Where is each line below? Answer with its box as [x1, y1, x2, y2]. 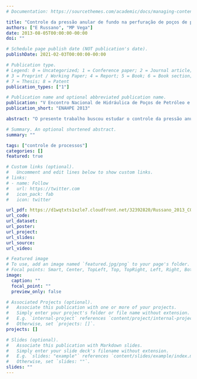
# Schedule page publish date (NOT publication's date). [6, 46, 148, 52]
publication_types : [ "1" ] [6, 84, 69, 90]
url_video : [6, 245, 33, 251]
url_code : [6, 213, 30, 218]
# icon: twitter [6, 197, 51, 203]
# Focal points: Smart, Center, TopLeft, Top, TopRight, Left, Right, [6, 267, 182, 273]
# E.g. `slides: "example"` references [6, 353, 109, 359]
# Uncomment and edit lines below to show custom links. [6, 169, 154, 176]
